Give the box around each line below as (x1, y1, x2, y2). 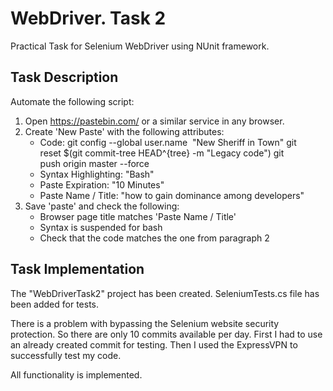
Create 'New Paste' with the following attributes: (24, 125, 225, 137)
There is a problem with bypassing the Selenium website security (10, 317, 280, 329)
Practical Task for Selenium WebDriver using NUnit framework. (10, 40, 270, 52)
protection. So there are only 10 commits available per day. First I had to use (10, 328, 323, 340)
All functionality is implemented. (10, 368, 143, 381)
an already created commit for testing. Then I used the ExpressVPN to (10, 338, 298, 351)
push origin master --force (39, 157, 150, 169)
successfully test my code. (10, 349, 122, 361)
